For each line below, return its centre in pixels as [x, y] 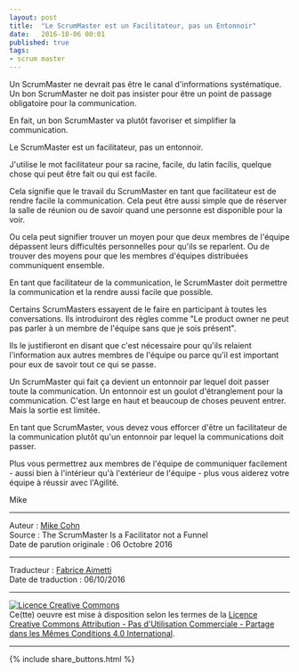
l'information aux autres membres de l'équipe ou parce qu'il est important [144, 355]
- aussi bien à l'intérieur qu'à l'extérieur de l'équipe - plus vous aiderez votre [149, 473]
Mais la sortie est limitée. [55, 410]
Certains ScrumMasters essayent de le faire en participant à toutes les [138, 309]
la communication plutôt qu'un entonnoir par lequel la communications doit [147, 437]
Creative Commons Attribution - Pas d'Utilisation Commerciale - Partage [142, 624]
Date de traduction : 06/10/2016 [68, 579]
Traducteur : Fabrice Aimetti [61, 570]
